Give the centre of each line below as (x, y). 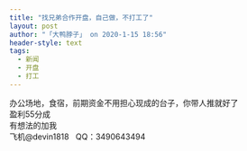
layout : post (34, 26)
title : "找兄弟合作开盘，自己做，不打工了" (81, 18)
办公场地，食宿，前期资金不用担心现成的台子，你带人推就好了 (124, 102)
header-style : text (46, 43)
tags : (19, 51)
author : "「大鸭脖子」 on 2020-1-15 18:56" (88, 34)
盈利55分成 (30, 114)
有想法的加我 (33, 125)
